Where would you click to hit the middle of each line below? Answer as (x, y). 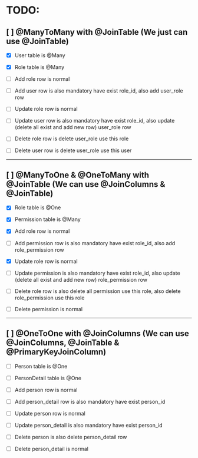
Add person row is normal (46, 390)
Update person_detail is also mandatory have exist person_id (89, 425)
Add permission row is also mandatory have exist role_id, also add (95, 243)
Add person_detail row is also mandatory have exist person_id (90, 401)
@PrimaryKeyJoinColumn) (56, 352)
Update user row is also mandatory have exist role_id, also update (95, 121)
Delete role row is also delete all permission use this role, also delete (98, 291)
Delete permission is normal (49, 309)
